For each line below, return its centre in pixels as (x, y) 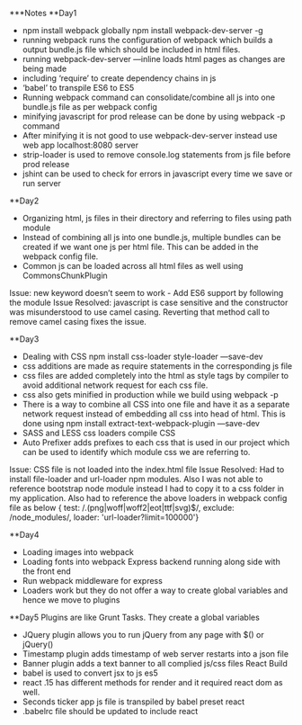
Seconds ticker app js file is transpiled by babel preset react (133, 702)
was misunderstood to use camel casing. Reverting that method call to (139, 312)
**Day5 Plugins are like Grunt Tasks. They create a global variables (135, 617)
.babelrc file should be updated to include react (110, 711)
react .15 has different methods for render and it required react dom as (152, 682)
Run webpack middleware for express (93, 581)
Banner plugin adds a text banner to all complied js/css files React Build (155, 663)
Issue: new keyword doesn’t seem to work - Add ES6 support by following (147, 293)
